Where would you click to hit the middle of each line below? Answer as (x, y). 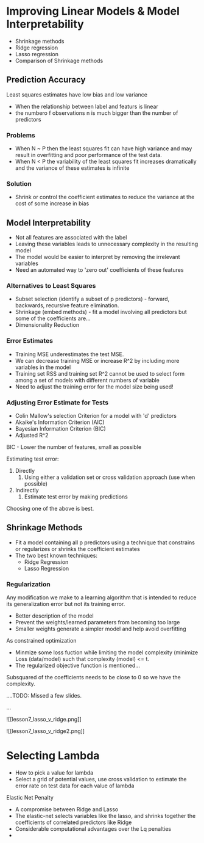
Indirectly (27, 491)
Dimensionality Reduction (47, 325)
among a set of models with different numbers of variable (87, 380)
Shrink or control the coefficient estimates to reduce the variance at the (105, 197)
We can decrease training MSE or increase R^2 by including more (97, 360)
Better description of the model (54, 616)
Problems (21, 135)
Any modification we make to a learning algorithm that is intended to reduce (101, 597)
